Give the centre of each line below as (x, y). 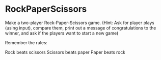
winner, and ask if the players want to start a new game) (62, 33)
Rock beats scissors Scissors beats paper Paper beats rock (65, 52)
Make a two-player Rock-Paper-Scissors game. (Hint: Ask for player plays (80, 23)
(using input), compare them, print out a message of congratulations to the (80, 28)
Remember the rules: (26, 42)
